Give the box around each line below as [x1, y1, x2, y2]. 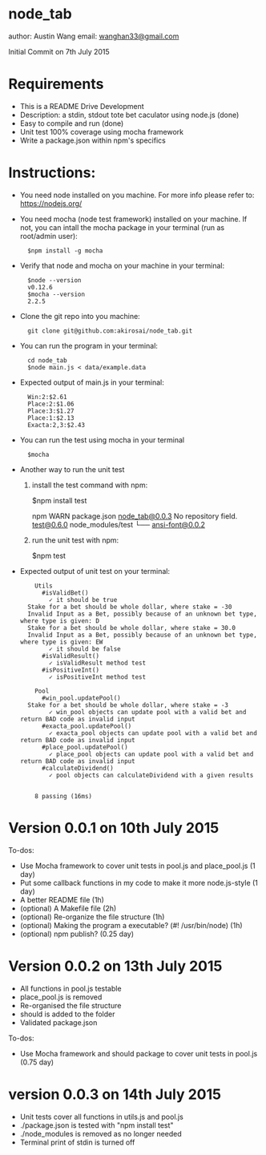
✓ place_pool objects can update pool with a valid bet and [49, 750, 254, 758]
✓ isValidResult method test [49, 659, 147, 667]
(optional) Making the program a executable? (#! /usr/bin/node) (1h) [19, 920, 243, 930]
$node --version [27, 276, 82, 285]
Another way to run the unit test [19, 464, 125, 474]
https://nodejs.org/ [19, 198, 83, 208]
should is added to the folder [19, 1009, 115, 1019]
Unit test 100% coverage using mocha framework [19, 127, 184, 136]
